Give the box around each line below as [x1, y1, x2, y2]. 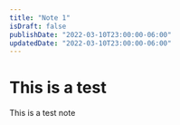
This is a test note [9, 108, 76, 119]
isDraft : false [9, 22, 67, 31]
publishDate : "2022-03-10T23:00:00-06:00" [9, 30, 172, 39]
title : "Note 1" [9, 13, 71, 23]
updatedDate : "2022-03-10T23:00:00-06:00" [9, 38, 172, 48]
